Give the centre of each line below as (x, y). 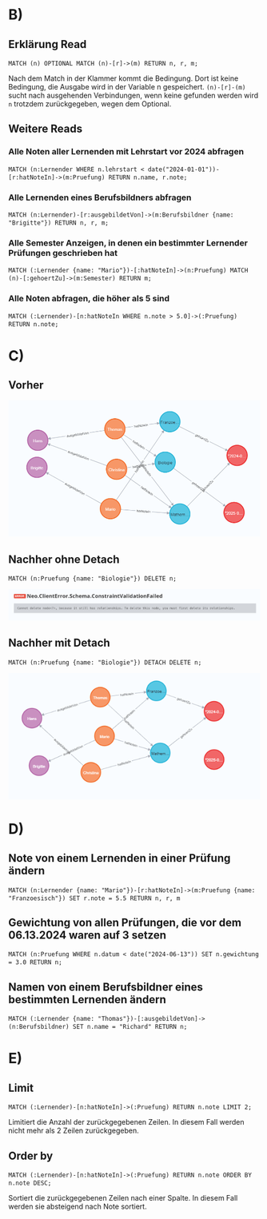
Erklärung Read (48, 44)
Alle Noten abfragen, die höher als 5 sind (89, 299)
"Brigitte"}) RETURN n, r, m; (59, 223)
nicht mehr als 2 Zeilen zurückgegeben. (74, 1131)
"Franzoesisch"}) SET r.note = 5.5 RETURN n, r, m (94, 898)
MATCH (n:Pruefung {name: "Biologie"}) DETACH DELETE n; (105, 662)
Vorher (26, 385)
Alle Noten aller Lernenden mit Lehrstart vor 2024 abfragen (126, 152)
